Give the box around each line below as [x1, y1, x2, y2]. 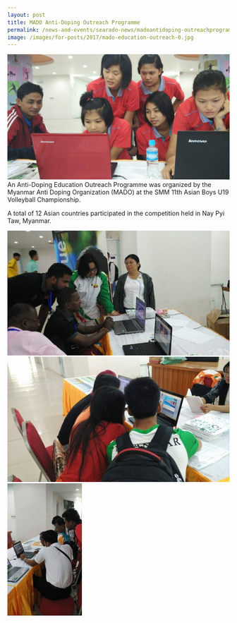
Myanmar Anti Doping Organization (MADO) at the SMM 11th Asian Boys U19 [7, 188, 229, 196]
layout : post [7, 11, 46, 18]
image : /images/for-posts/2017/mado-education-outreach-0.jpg [7, 34, 194, 41]
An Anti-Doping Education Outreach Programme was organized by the [7, 180, 212, 188]
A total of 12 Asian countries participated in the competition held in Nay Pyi [7, 209, 225, 217]
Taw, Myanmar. [7, 216, 51, 225]
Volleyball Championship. [7, 195, 81, 204]
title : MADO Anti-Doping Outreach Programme [7, 18, 140, 26]
